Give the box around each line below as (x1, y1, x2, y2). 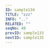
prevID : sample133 (5, 30, 44, 35)
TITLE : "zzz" (5, 12, 33, 17)
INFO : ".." (5, 16, 28, 21)
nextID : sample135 (5, 35, 44, 40)
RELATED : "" (5, 21, 30, 26)
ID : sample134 (5, 7, 35, 12)
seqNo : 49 (5, 26, 26, 31)
